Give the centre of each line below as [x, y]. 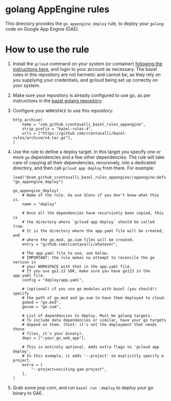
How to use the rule [47, 50]
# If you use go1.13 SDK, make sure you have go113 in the [86, 271]
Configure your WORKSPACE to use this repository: [63, 110]
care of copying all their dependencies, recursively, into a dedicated [84, 162]
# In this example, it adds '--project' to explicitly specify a [93, 356]
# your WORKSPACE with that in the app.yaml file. [77, 266]
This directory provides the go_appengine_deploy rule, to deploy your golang [85, 23]
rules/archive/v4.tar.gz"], [42, 138]
